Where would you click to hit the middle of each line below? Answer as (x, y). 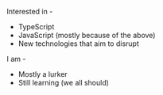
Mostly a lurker (43, 74)
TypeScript (36, 27)
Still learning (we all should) (64, 83)
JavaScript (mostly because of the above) (87, 35)
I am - (16, 59)
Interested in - (30, 11)
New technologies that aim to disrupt (78, 44)
